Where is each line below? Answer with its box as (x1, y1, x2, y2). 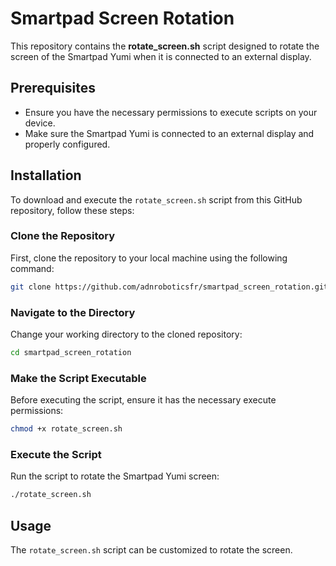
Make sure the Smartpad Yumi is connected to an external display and (24, 127, 315, 139)
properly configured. (24, 138, 111, 150)
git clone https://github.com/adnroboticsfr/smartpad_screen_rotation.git (10, 282, 329, 292)
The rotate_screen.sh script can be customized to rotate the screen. (10, 544, 293, 556)
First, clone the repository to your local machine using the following (10, 252, 288, 264)
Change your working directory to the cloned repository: (10, 328, 243, 341)
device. (24, 117, 56, 129)
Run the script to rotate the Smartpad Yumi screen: (10, 470, 220, 482)
